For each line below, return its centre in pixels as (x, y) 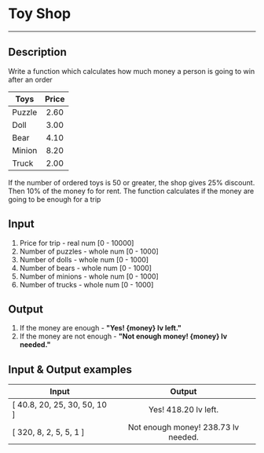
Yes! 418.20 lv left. (183, 410)
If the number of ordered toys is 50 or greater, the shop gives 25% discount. (132, 182)
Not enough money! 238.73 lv (183, 427)
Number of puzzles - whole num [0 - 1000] (89, 251)
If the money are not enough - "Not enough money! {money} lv (123, 336)
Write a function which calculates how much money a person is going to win (132, 71)
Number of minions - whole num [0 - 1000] (89, 276)
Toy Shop (40, 14)
